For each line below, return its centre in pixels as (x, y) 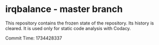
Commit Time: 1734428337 (34, 38)
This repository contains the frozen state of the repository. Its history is (80, 23)
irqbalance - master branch (64, 9)
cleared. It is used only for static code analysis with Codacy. (68, 28)
